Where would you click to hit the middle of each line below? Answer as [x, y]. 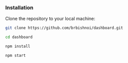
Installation [19, 8]
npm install [18, 46]
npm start [16, 55]
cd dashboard [19, 37]
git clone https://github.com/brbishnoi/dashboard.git [64, 28]
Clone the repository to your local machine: [50, 19]
